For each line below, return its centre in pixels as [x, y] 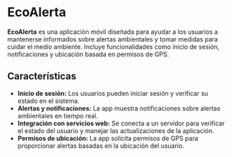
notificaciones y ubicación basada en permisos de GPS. [88, 54]
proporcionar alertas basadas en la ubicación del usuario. [101, 146]
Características [42, 76]
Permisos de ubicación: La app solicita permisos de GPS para [108, 138]
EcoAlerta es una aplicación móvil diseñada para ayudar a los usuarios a [112, 32]
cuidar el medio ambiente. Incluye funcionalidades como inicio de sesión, [114, 46]
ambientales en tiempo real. [58, 115]
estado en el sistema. [48, 101]
